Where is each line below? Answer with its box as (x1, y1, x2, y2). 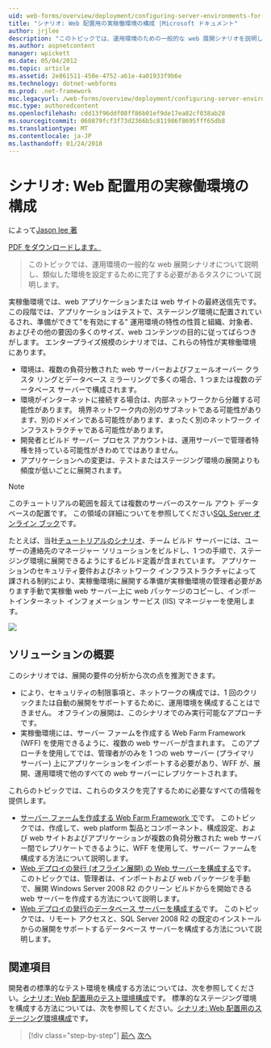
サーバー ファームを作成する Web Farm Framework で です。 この (19, 813, 236, 823)
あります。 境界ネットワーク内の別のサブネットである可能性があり (41, 405, 262, 415)
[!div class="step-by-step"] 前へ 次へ (27, 1031, 152, 1041)
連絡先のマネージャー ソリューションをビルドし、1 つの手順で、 (29, 546, 240, 556)
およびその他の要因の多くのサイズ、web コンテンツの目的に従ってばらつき (8, 327, 257, 337)
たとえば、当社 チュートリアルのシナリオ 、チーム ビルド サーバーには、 (8, 536, 245, 545)
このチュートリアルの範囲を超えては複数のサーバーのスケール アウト (8, 499, 236, 508)
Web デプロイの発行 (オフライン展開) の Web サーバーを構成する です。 (19, 864, 256, 873)
